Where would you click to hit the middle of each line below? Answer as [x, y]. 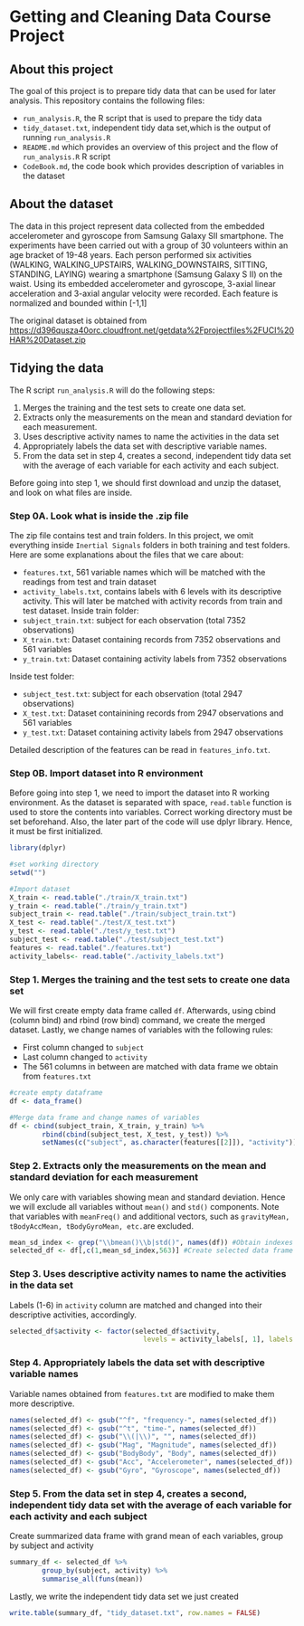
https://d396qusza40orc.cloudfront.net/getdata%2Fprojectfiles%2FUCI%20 [152, 330]
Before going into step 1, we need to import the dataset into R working [139, 793]
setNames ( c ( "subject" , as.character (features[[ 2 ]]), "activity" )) [170, 1143]
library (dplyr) [38, 848]
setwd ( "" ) [28, 872]
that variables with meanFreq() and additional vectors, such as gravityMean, [150, 1216]
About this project [62, 69]
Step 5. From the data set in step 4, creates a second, [128, 1493]
